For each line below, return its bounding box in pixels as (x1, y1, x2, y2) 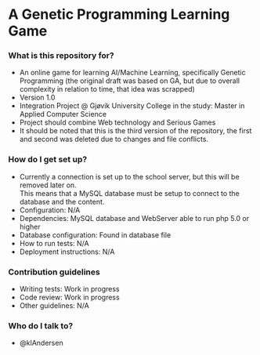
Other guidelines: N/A (19, 301, 90, 310)
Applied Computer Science (19, 110, 107, 119)
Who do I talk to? (8, 321, 74, 331)
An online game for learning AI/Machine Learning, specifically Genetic (19, 68, 246, 78)
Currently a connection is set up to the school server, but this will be (19, 172, 240, 181)
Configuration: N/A (19, 205, 81, 215)
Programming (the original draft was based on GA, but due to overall (19, 76, 240, 85)
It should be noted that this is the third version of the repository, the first (19, 126, 252, 136)
